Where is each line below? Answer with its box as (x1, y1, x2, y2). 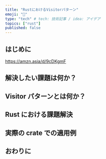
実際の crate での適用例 (5, 128, 76, 137)
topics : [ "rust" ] (5, 21, 41, 26)
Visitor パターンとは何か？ (5, 92, 86, 100)
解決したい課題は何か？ (5, 74, 76, 82)
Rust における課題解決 (5, 110, 73, 119)
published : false (5, 26, 41, 31)
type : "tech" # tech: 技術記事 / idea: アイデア (5, 16, 101, 21)
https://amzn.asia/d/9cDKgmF (5, 58, 67, 64)
